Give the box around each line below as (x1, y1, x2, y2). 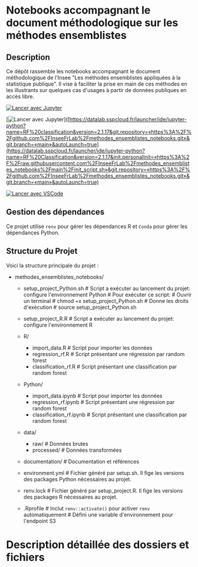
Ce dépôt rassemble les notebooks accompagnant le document (6, 68, 161, 74)
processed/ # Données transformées (32, 447, 122, 454)
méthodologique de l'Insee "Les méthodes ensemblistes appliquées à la (6, 74, 181, 81)
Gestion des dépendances (6, 207, 105, 217)
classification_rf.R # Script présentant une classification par (32, 363, 177, 370)
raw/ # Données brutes (32, 440, 88, 447)
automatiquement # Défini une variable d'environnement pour (23, 511, 174, 518)
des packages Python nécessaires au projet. (23, 475, 131, 483)
